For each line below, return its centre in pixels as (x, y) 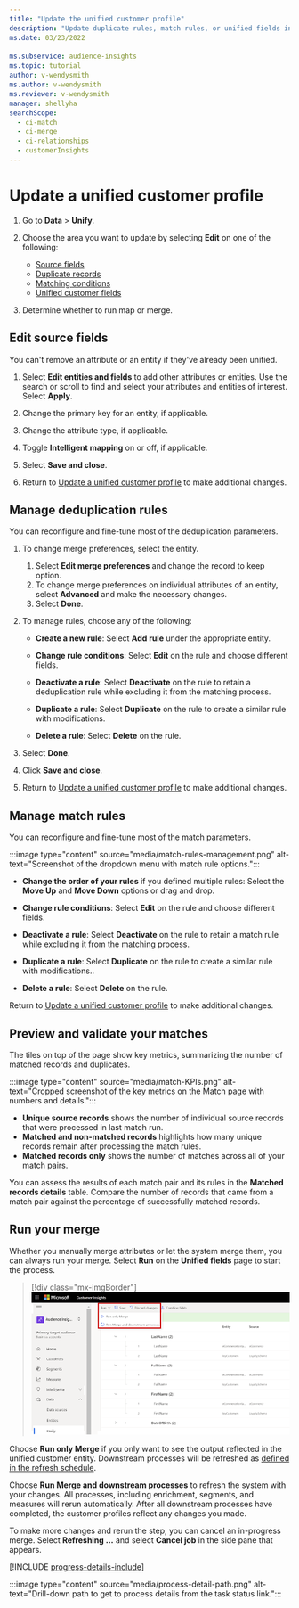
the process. (32, 1269)
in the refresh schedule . (53, 1467)
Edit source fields (59, 338)
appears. (25, 1549)
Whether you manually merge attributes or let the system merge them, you (146, 1251)
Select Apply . (47, 396)
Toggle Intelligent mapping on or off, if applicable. (115, 447)
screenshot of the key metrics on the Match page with (166, 1091)
